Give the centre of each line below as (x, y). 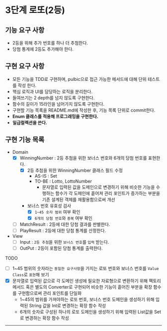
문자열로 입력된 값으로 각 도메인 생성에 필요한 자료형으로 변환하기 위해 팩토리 (87, 281)
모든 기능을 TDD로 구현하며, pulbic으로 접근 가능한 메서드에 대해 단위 (79, 79)
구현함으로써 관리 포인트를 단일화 (50, 293)
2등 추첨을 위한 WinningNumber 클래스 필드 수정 (75, 170)
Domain (20, 152)
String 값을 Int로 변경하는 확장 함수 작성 (68, 306)
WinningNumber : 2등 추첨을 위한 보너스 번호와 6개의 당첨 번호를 (83, 158)
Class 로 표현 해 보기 (31, 275)
